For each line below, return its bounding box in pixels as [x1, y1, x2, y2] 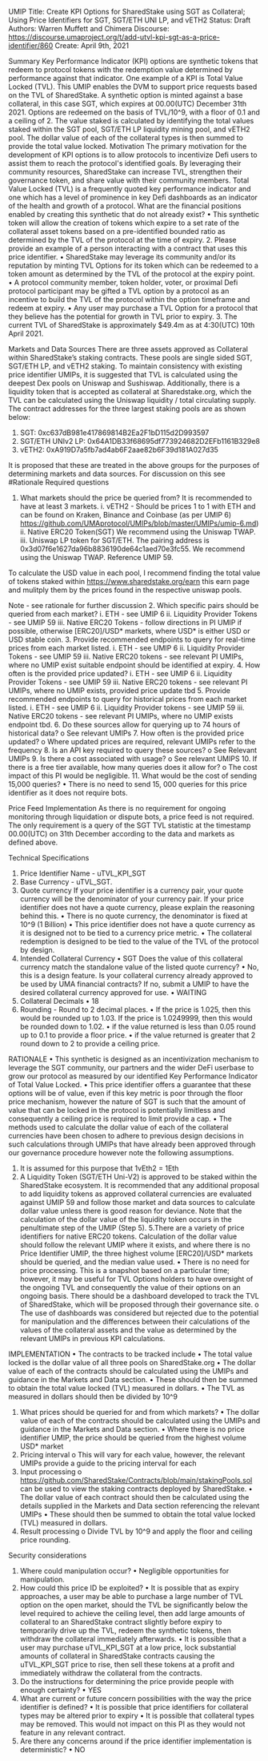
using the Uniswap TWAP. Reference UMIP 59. [19, 553, 174, 562]
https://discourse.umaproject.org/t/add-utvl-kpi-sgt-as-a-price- [8, 32, 220, 42]
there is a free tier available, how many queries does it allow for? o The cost [8, 763, 258, 772]
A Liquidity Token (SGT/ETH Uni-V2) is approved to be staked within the [19, 1172, 258, 1181]
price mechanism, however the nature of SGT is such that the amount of [8, 1097, 246, 1106]
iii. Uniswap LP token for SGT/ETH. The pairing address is [19, 536, 210, 545]
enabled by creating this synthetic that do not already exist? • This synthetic [8, 210, 260, 219]
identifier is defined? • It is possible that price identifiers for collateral [19, 1703, 249, 1711]
